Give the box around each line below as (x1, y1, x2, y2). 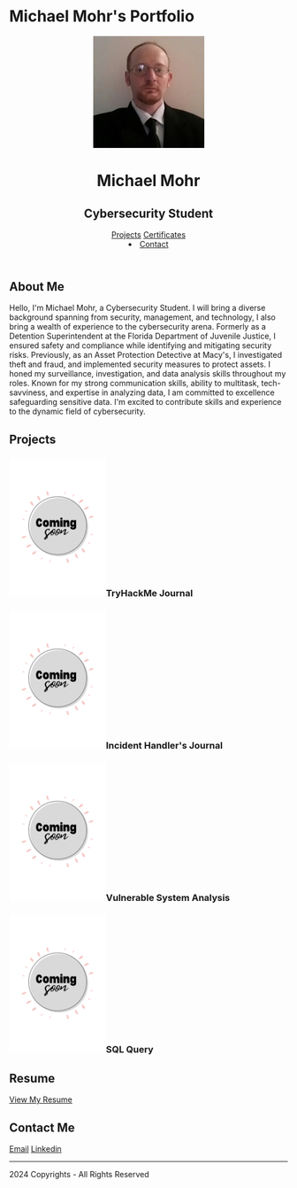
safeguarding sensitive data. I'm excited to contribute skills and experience (9, 397, 282, 408)
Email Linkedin (9, 1144, 62, 1154)
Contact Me (9, 1120, 75, 1135)
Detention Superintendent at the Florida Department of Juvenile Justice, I (9, 330, 277, 342)
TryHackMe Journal (105, 586, 194, 599)
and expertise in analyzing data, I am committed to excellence (49, 387, 276, 398)
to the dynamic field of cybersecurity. (9, 406, 146, 417)
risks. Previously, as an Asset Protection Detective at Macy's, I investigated (9, 350, 283, 361)
